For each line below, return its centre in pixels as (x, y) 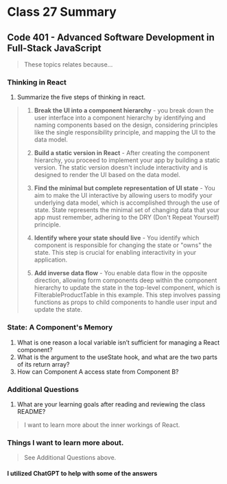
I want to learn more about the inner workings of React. (102, 425)
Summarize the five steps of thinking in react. (81, 97)
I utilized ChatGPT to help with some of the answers (82, 473)
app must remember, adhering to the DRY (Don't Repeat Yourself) (127, 218)
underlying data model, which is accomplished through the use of (127, 203)
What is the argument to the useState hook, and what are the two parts (117, 357)
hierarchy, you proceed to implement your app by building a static (127, 160)
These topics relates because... (68, 65)
